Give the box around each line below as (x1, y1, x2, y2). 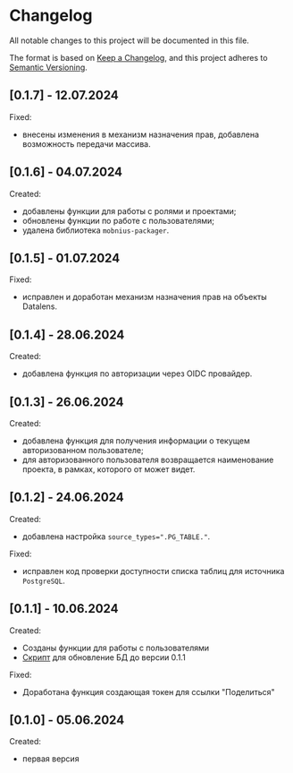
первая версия (21, 753, 80, 764)
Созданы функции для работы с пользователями (21, 642, 210, 653)
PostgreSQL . (21, 575, 65, 586)
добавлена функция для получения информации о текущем (21, 435, 250, 446)
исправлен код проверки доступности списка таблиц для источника (21, 565, 285, 576)
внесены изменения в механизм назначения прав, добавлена (21, 129, 260, 140)
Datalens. (21, 301, 58, 312)
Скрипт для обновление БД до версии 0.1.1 (21, 651, 186, 663)
